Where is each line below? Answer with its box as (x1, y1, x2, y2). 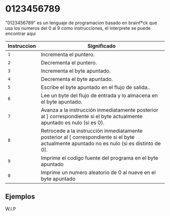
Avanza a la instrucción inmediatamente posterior (40, 106, 158, 114)
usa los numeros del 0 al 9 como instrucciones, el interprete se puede (5, 25, 151, 31)
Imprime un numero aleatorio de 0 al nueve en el (40, 169, 156, 176)
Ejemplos (5, 192, 35, 201)
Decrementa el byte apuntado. (40, 75, 113, 82)
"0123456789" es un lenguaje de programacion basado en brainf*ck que (5, 20, 157, 26)
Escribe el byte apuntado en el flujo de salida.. (40, 84, 150, 91)
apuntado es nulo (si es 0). (40, 119, 105, 126)
